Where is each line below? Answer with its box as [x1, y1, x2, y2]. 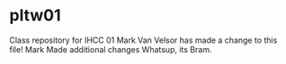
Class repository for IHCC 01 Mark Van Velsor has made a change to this [9, 35, 278, 45]
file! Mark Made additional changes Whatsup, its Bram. [9, 44, 212, 54]
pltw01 [9, 5, 61, 26]
